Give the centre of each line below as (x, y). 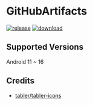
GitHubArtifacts (47, 11)
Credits (21, 81)
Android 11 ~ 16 (25, 61)
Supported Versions (45, 47)
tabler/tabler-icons (38, 95)
